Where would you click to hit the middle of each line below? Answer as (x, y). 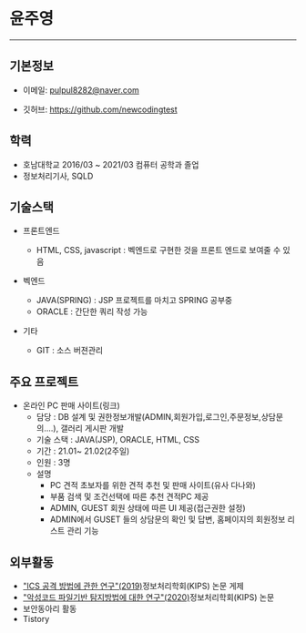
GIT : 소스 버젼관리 (69, 351)
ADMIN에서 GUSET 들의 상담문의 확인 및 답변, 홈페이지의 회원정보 (168, 519)
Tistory (36, 619)
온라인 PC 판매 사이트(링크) (71, 405)
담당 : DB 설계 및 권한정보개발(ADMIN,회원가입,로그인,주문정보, (148, 417)
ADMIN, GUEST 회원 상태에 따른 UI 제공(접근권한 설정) (148, 508)
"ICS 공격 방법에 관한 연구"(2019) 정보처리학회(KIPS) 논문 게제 (133, 586)
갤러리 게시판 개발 (92, 428)
